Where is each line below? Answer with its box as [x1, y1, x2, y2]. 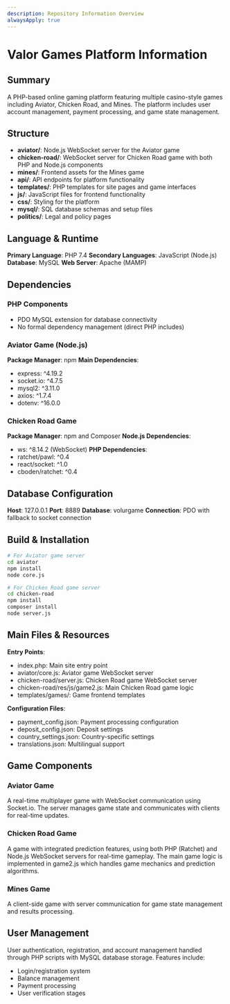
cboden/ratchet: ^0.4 [17, 467, 78, 476]
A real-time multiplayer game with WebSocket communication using [7, 797, 201, 805]
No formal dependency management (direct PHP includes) [17, 323, 185, 331]
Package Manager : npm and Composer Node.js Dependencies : [7, 432, 191, 440]
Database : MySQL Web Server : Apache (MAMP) [7, 259, 147, 267]
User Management [7, 928, 89, 939]
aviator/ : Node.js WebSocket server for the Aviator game [17, 146, 180, 154]
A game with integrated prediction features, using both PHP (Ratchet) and [7, 844, 218, 852]
